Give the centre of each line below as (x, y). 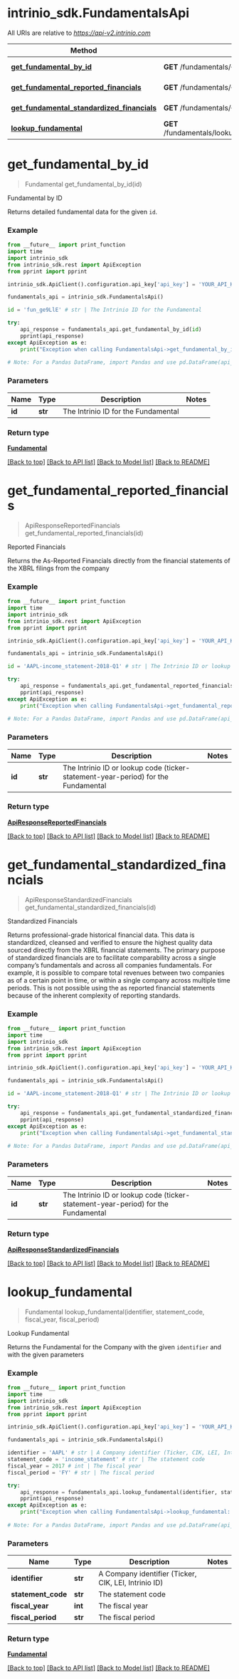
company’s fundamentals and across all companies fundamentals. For (110, 965)
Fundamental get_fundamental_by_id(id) (83, 184)
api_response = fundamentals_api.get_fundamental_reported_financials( (128, 686)
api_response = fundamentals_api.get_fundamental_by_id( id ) (111, 330)
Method (84, 50)
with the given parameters (46, 1354)
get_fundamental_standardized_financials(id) (90, 907)
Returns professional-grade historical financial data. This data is (101, 935)
